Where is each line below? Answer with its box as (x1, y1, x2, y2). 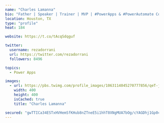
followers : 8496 (9, 57, 42, 61)
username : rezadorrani (9, 47, 56, 52)
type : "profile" (5, 20, 38, 26)
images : (5, 79, 21, 83)
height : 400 (14, 92, 38, 97)
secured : (5, 110, 23, 115)
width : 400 (14, 88, 36, 93)
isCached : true (14, 97, 45, 102)
